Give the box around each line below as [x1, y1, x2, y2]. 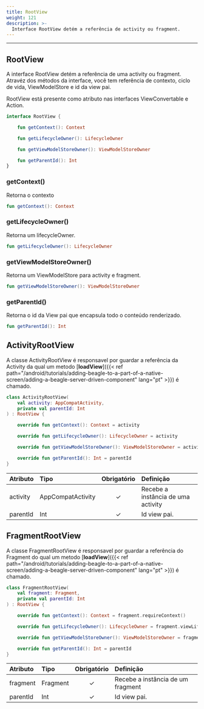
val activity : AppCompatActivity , [17, 400, 104, 406]
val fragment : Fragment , [17, 590, 80, 596]
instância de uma [141, 492, 190, 501]
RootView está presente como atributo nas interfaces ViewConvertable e [6, 95, 188, 102]
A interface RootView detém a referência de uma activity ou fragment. [6, 71, 182, 78]
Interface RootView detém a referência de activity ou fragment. [12, 26, 181, 32]
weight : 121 [6, 15, 36, 21]
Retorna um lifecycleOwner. [6, 231, 76, 238]
